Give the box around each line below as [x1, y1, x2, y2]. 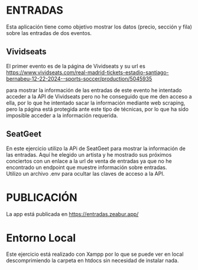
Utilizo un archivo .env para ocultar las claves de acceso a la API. [6, 170, 165, 177]
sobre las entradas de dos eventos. [6, 29, 92, 36]
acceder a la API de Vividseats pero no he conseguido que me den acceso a [6, 93, 192, 100]
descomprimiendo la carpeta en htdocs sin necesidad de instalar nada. [6, 257, 179, 264]
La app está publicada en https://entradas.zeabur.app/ [6, 210, 139, 217]
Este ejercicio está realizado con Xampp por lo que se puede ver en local [6, 250, 184, 258]
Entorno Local [6, 231, 76, 244]
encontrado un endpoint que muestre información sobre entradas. [6, 164, 167, 171]
